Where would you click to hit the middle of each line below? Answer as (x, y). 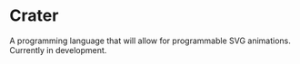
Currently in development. (58, 50)
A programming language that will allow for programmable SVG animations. (150, 41)
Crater (34, 16)
